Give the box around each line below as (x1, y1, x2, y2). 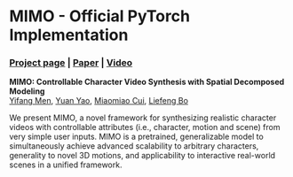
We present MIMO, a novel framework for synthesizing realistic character (9, 112, 277, 123)
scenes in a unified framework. (9, 159, 123, 170)
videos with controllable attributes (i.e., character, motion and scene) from (9, 122, 281, 133)
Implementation (9, 25, 129, 45)
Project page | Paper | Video (9, 57, 133, 69)
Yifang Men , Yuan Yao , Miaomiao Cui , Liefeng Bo (9, 96, 189, 106)
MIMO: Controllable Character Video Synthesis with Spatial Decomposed (9, 77, 285, 88)
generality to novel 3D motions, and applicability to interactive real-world (9, 150, 276, 161)
